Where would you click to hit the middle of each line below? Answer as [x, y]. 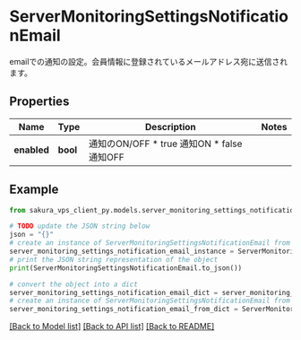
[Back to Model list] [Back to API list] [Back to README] [112, 327]
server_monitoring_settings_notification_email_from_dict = [124, 309]
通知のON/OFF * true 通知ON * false [165, 144]
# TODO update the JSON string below [80, 226]
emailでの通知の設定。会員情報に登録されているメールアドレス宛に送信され [149, 61]
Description [170, 126]
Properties [39, 102]
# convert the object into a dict [74, 284]
